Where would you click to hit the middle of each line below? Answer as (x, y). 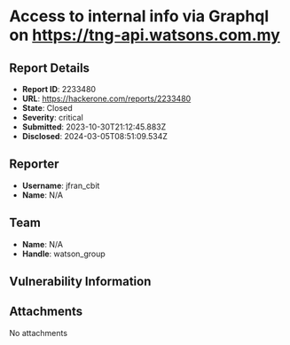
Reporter (34, 165)
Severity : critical (53, 118)
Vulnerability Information (80, 282)
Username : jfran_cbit (61, 185)
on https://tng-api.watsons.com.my (145, 35)
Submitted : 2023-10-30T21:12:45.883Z (94, 127)
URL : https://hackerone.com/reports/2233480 (106, 98)
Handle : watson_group (64, 254)
